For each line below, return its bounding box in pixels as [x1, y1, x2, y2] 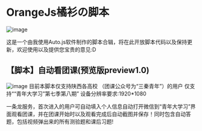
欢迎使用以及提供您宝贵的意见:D [16, 46, 96, 53]
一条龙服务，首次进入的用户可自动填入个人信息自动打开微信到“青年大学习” [6, 103, 191, 110]
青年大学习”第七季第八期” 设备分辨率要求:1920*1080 [16, 90, 147, 97]
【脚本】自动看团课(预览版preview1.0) [6, 65, 150, 75]
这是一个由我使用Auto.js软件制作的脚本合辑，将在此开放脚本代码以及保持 [6, 38, 188, 45]
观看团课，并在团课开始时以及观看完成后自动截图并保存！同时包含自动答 [11, 110, 191, 118]
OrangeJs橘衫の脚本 [6, 5, 110, 19]
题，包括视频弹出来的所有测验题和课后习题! [6, 118, 114, 125]
